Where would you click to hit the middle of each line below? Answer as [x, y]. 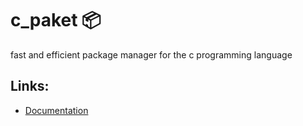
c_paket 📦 [56, 20]
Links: [30, 86]
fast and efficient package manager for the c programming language [151, 54]
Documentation [56, 110]
